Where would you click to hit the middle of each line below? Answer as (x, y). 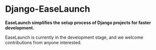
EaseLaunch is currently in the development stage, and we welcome (74, 37)
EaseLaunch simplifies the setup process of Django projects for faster (78, 23)
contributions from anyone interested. (44, 42)
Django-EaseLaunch (47, 9)
